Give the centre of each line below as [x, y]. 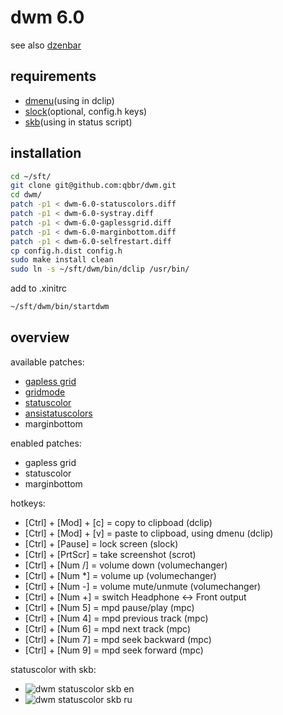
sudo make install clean [62, 260]
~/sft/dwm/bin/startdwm [60, 307]
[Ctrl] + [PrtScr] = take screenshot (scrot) [110, 554]
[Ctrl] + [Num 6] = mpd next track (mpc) [108, 628]
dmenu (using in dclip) [69, 100]
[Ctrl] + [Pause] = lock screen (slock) [101, 543]
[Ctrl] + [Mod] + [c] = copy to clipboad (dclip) [118, 522]
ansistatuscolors [58, 413]
